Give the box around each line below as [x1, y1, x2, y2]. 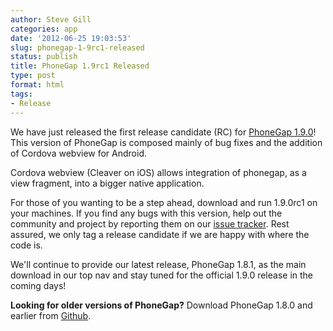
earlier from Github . [10, 309, 92, 321]
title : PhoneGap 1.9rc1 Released [10, 61, 150, 71]
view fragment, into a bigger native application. [10, 177, 205, 189]
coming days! [10, 279, 67, 291]
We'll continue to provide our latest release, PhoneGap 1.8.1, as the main [10, 258, 307, 270]
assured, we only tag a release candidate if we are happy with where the [10, 228, 310, 240]
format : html [10, 80, 65, 90]
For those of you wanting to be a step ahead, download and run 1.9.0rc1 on [10, 196, 318, 208]
